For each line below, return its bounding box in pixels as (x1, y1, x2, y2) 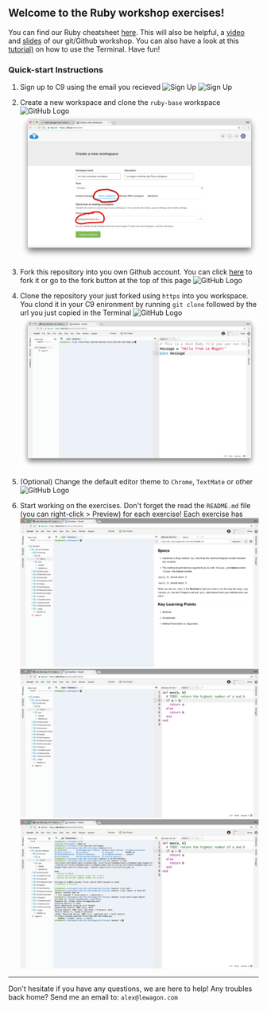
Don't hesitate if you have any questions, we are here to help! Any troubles (8, 984, 253, 993)
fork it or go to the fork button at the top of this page (19, 276, 192, 286)
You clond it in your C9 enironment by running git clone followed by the (19, 300, 257, 309)
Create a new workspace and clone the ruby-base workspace (19, 98, 221, 107)
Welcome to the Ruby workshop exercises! (8, 6, 225, 20)
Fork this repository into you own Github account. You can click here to (19, 267, 253, 277)
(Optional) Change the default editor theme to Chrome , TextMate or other (19, 476, 253, 486)
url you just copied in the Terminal (19, 308, 132, 317)
